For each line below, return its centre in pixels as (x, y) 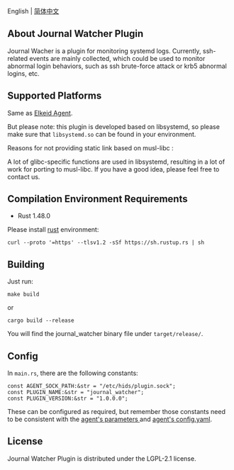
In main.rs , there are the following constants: (73, 373)
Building (26, 264)
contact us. (24, 177)
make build (23, 295)
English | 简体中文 (33, 11)
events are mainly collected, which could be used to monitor (117, 58)
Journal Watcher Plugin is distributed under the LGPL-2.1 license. (102, 458)
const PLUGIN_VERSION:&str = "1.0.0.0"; (68, 399)
